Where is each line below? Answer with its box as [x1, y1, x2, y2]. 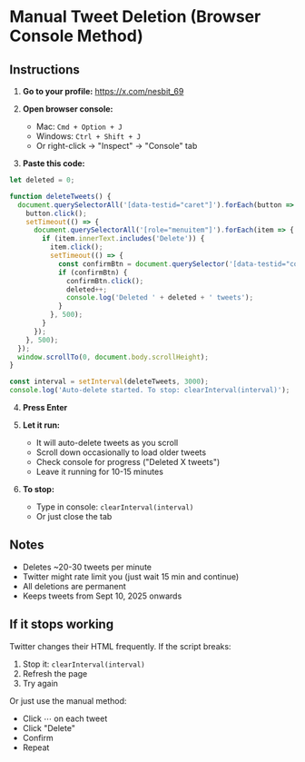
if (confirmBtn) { [57, 268, 128, 277]
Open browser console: [22, 104, 113, 114]
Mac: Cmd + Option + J [35, 121, 123, 132]
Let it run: [22, 420, 61, 430]
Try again [22, 678, 59, 688]
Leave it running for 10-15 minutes [35, 466, 163, 477]
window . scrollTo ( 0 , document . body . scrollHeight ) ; [17, 352, 209, 361]
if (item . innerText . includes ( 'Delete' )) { [42, 234, 205, 243]
